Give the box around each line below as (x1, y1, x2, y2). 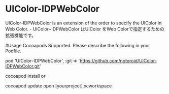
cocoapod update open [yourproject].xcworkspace (5, 82, 112, 89)
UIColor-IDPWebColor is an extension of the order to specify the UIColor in (5, 20, 162, 26)
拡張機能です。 (5, 32, 37, 38)
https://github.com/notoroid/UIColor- (79, 57, 157, 64)
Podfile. (5, 48, 21, 54)
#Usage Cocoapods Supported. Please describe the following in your (5, 42, 150, 48)
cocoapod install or (5, 73, 46, 79)
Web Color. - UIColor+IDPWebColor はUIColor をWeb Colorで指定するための (5, 26, 164, 32)
